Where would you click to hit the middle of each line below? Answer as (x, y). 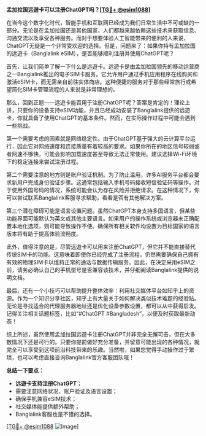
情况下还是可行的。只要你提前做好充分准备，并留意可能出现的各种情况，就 (105, 342)
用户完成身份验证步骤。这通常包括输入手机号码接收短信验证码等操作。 (105, 182)
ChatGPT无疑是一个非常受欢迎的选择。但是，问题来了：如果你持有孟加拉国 (101, 46)
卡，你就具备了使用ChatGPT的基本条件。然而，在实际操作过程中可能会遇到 (101, 118)
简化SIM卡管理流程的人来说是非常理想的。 (65, 89)
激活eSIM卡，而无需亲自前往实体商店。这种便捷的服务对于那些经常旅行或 (99, 82)
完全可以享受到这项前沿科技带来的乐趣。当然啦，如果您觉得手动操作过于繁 (100, 350)
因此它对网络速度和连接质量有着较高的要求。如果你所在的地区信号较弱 (105, 146)
